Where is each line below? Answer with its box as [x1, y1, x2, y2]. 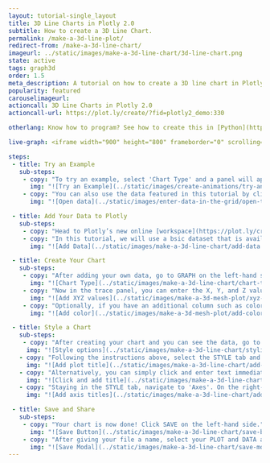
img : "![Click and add [26, 376, 103, 384]
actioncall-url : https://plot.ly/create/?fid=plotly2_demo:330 [8, 110, 225, 118]
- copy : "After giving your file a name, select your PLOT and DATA [22, 436, 257, 444]
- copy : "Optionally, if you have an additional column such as [22, 301, 243, 310]
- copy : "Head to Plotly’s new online [22, 227, 153, 235]
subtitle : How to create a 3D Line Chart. [8, 27, 153, 35]
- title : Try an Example [11, 160, 95, 168]
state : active [8, 57, 56, 65]
